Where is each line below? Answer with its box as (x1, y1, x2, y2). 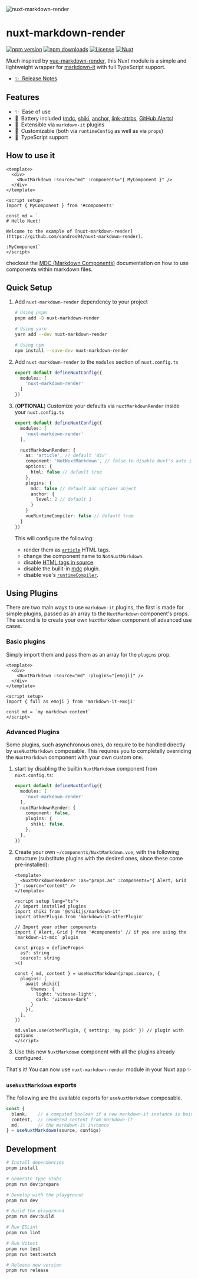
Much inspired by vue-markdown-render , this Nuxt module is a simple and (6, 57, 187, 64)
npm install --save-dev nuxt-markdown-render (14, 347, 128, 354)
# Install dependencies (6, 1160, 65, 1166)
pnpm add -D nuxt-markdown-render (14, 315, 100, 321)
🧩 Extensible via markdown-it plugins (14, 121, 105, 128)
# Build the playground (6, 1208, 65, 1214)
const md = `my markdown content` (6, 709, 91, 714)
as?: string (20, 950, 49, 956)
